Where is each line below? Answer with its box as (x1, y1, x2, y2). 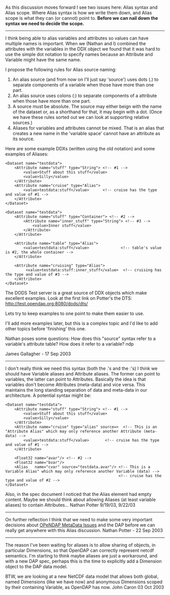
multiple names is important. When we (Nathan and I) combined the (5, 41, 146, 46)
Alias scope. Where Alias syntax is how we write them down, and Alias (5, 10, 152, 16)
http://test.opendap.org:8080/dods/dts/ (5, 301, 88, 306)
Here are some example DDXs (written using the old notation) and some (5, 146, 155, 151)
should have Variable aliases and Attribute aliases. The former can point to (5, 371, 160, 377)
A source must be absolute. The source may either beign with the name (12, 104, 162, 109)
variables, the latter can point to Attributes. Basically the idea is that (5, 376, 146, 382)
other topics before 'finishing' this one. (5, 326, 86, 332)
